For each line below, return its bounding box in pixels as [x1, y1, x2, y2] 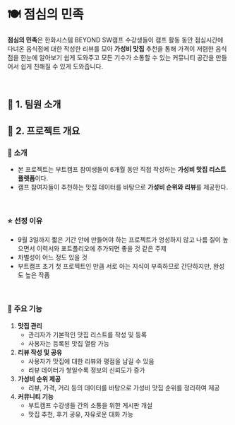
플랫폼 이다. [17, 174, 49, 182]
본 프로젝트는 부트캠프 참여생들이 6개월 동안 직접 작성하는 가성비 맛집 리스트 [17, 165, 227, 174]
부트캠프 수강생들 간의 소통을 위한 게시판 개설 [28, 401, 153, 409]
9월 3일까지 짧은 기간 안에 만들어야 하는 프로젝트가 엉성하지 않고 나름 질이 [17, 235, 221, 244]
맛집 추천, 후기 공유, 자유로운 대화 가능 [28, 409, 134, 418]
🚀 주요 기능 [7, 304, 42, 314]
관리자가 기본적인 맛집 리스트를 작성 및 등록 [28, 330, 147, 339]
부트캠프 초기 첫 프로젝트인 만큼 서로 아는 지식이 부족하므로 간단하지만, [17, 262, 212, 271]
